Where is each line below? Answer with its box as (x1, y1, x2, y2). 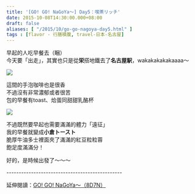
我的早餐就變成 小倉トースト (6, 129, 76, 136)
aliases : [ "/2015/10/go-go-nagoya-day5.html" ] (6, 26, 133, 32)
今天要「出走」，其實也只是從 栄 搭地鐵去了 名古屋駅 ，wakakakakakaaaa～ (6, 57, 189, 64)
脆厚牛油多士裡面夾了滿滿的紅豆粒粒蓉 (6, 136, 103, 143)
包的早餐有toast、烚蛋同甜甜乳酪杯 (6, 96, 94, 104)
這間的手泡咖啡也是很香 (6, 81, 65, 88)
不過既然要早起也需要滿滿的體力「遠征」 (6, 121, 108, 128)
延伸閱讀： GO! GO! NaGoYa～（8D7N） (6, 181, 106, 189)
